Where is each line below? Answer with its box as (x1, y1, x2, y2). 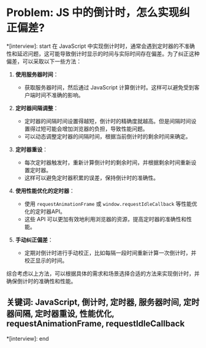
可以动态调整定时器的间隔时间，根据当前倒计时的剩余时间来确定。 (24, 132, 191, 140)
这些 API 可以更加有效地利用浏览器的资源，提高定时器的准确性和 (24, 215, 187, 222)
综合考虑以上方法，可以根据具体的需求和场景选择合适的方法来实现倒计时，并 (6, 270, 200, 277)
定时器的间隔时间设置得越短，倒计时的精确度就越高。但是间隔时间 (24, 117, 191, 124)
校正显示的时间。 (24, 257, 68, 264)
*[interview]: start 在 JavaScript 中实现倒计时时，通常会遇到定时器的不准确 (6, 42, 195, 50)
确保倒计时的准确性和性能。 (6, 277, 77, 285)
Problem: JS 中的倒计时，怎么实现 (6, 6, 180, 20)
